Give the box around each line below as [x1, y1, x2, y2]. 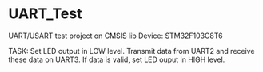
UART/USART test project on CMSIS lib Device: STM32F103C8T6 [8, 31, 223, 40]
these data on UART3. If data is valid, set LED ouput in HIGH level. [8, 55, 225, 64]
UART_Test [8, 5, 82, 23]
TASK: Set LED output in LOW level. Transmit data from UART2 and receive [8, 46, 255, 55]
